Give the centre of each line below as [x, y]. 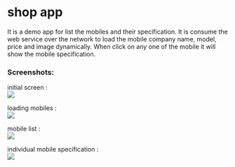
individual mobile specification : [53, 149]
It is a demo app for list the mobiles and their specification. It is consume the [117, 32]
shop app [35, 12]
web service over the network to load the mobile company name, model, [112, 39]
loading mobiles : [32, 108]
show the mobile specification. [52, 54]
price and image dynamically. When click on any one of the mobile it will [112, 46]
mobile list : [24, 129]
